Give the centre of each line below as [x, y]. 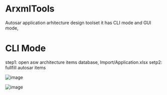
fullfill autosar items [26, 67]
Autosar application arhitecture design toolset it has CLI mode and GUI [78, 23]
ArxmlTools [30, 9]
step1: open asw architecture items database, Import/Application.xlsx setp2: [84, 62]
